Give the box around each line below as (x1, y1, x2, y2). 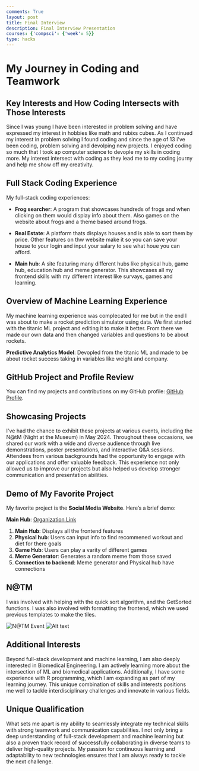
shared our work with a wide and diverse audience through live (6, 440, 160, 447)
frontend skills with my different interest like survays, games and (14, 273, 173, 280)
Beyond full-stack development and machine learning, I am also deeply (6, 655, 180, 662)
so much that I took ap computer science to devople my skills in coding (6, 148, 180, 155)
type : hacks (6, 36, 36, 42)
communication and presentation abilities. (6, 472, 109, 479)
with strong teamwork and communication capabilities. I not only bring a (6, 726, 183, 734)
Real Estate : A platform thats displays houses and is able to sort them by (14, 229, 193, 236)
